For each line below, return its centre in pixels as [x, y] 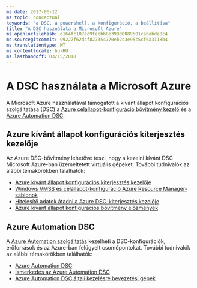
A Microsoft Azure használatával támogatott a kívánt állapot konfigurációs [98, 103]
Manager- [175, 189]
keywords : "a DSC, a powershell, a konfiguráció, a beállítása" [88, 23]
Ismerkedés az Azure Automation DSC [62, 272]
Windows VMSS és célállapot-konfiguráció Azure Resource [88, 189]
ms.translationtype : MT [36, 46]
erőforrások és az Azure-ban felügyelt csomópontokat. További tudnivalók [98, 248]
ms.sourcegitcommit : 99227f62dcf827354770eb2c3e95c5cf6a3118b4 [87, 40]
